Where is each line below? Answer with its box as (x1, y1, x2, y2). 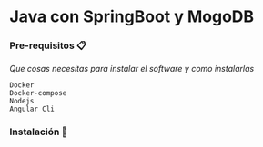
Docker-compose (9, 89, 67, 98)
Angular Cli (9, 104, 55, 114)
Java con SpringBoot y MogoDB (9, 6, 255, 27)
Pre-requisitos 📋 (9, 39, 86, 52)
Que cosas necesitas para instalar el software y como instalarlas (9, 64, 255, 74)
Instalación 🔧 (9, 125, 68, 138)
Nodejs (9, 97, 35, 106)
